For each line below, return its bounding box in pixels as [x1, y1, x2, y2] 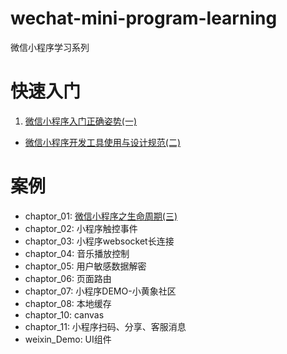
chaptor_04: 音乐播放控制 [24, 247, 130, 259]
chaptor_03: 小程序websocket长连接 [24, 235, 175, 247]
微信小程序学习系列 [10, 41, 90, 53]
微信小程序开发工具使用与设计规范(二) [24, 136, 182, 148]
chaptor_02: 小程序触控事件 [24, 222, 138, 234]
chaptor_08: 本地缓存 [24, 297, 112, 309]
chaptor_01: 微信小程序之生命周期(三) [24, 210, 178, 222]
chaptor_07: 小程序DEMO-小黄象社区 [24, 285, 177, 297]
